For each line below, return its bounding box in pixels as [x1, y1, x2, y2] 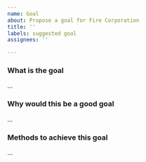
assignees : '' [7, 36, 49, 43]
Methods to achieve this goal [7, 133, 108, 142]
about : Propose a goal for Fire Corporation [7, 17, 140, 24]
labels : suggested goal [7, 29, 77, 37]
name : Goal [7, 10, 39, 18]
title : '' [7, 23, 36, 30]
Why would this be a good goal [7, 99, 114, 109]
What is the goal [7, 66, 65, 76]
